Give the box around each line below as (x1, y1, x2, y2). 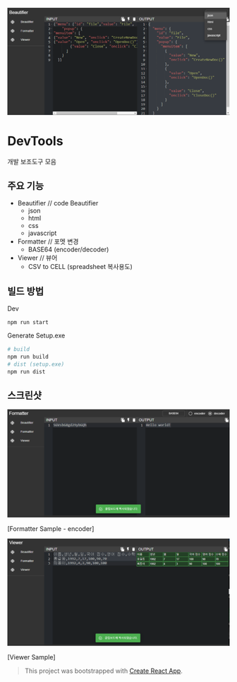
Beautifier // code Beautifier (17, 199, 99, 208)
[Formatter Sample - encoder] (7, 525, 95, 533)
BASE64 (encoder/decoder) (28, 245, 109, 254)
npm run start (7, 319, 49, 326)
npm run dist (7, 368, 46, 375)
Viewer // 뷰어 (17, 253, 58, 262)
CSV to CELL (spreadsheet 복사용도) (28, 263, 133, 271)
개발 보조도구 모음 (7, 157, 56, 166)
